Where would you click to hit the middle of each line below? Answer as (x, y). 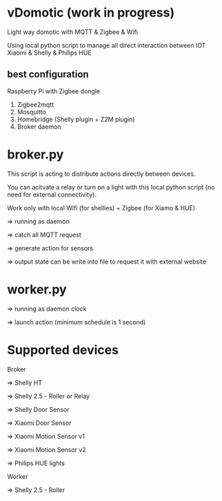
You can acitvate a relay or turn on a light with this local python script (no (111, 187)
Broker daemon (39, 127)
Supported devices (63, 350)
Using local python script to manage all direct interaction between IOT (107, 45)
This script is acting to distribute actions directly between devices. (101, 174)
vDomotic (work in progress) (91, 13)
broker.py (36, 154)
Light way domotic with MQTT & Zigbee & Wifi (73, 32)
